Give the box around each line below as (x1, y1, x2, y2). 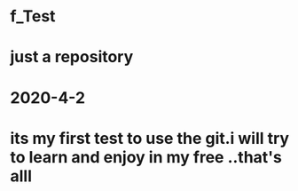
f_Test (10, 6, 56, 27)
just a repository (10, 47, 134, 68)
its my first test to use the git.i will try (10, 128, 290, 148)
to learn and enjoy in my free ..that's (10, 147, 283, 167)
